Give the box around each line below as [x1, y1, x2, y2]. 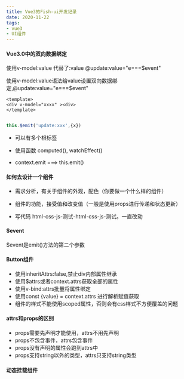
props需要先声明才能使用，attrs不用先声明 [14, 329, 119, 337]
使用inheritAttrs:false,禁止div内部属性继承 [14, 270, 118, 278]
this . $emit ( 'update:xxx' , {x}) [6, 123, 82, 129]
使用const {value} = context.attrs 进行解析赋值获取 [14, 292, 139, 300]
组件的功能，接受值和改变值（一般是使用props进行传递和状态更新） [14, 201, 181, 208]
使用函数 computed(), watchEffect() [14, 147, 103, 154]
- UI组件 [6, 31, 26, 37]
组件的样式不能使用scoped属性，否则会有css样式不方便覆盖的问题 [14, 300, 178, 307]
